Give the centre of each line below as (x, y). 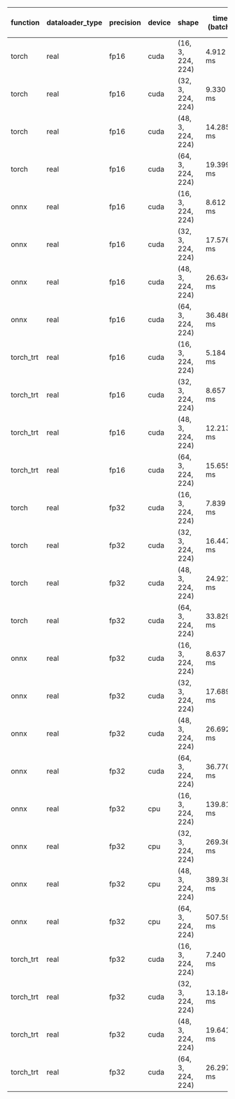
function (25, 22)
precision (125, 22)
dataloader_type (74, 22)
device (159, 22)
